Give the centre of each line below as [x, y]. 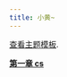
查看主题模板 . [34, 44]
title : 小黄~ [32, 17]
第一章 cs [27, 63]
